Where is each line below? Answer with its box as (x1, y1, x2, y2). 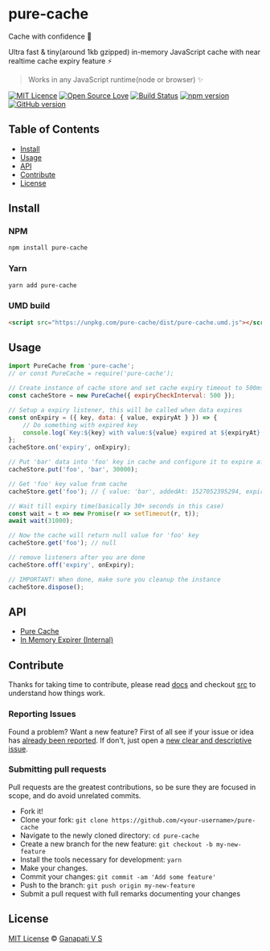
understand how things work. (8, 689, 106, 698)
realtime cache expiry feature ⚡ (8, 56, 112, 65)
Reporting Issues (8, 709, 76, 720)
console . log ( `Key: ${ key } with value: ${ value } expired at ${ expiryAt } (22, 428, 261, 437)
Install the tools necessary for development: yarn (19, 854, 182, 864)
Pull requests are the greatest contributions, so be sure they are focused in (8, 782, 256, 792)
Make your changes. (19, 862, 88, 873)
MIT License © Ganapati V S (8, 933, 103, 943)
